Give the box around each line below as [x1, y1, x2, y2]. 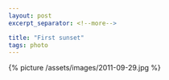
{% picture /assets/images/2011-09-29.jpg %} [8, 63, 161, 73]
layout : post [8, 11, 52, 20]
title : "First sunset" [8, 34, 84, 42]
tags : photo [8, 41, 48, 49]
